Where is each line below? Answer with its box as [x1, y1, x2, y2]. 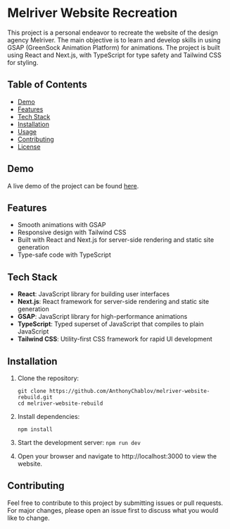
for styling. [7, 58, 39, 66]
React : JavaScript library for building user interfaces [17, 290, 170, 298]
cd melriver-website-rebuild [17, 400, 103, 407]
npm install [17, 426, 53, 433]
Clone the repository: [17, 374, 79, 382]
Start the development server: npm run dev [17, 439, 141, 446]
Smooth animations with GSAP [17, 221, 106, 229]
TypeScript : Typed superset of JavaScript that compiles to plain [17, 320, 204, 329]
